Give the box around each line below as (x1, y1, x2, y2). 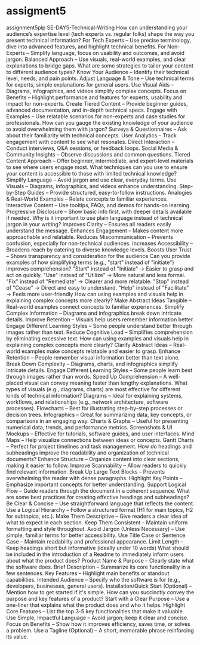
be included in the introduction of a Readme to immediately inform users (6, 551, 184, 558)
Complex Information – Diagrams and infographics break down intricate (6, 309, 182, 317)
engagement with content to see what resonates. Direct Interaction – (6, 138, 175, 145)
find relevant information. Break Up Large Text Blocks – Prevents (6, 468, 165, 475)
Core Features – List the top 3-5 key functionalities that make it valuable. (6, 607, 184, 615)
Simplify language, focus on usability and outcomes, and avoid (30, 49, 185, 56)
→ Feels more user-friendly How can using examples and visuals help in (6, 290, 184, 297)
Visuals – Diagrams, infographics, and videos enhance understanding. (6, 182, 178, 189)
